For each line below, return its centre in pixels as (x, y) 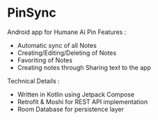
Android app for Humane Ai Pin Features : (67, 32)
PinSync (32, 13)
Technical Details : (34, 80)
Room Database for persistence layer (70, 109)
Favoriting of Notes (45, 60)
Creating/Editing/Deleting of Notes (67, 53)
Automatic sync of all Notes (57, 45)
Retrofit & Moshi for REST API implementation (82, 101)
